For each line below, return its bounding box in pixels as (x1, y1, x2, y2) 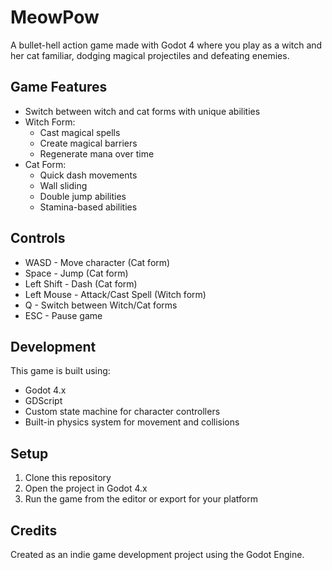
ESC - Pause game (24, 309, 103, 321)
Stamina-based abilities (39, 201, 138, 213)
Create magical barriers (39, 137, 138, 149)
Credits (10, 522, 58, 539)
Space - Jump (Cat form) (24, 267, 129, 279)
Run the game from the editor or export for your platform (24, 493, 258, 505)
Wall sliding (39, 179, 88, 191)
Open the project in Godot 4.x (24, 482, 148, 495)
